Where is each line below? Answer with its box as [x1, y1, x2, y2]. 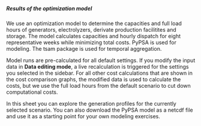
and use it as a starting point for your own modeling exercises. [6, 112, 160, 119]
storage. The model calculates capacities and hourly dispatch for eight [6, 32, 181, 39]
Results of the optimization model [6, 5, 92, 12]
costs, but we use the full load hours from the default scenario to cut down [6, 82, 191, 89]
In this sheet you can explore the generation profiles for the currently [6, 100, 177, 107]
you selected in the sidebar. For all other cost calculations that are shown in [6, 69, 193, 76]
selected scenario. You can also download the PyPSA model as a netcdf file [6, 106, 193, 113]
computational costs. [6, 88, 58, 96]
